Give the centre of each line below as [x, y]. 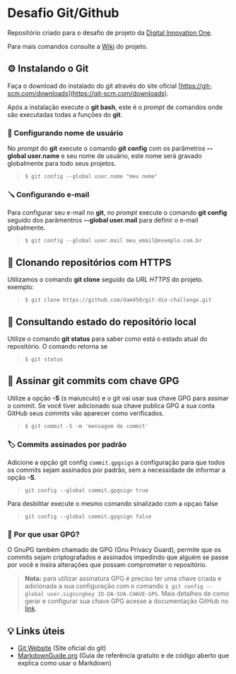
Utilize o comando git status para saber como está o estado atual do [107, 339]
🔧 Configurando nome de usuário [65, 133]
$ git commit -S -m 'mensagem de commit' [86, 426]
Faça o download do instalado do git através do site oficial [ [94, 86]
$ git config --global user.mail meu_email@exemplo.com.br [113, 241]
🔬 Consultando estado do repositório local [102, 321]
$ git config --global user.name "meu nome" [91, 176]
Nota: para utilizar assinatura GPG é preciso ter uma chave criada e [123, 578]
